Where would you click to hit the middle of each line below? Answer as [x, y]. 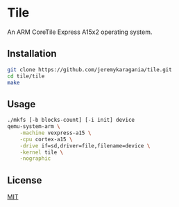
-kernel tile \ [42, 152]
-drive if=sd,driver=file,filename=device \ [85, 146]
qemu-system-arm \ [34, 127]
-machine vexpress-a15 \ [56, 133]
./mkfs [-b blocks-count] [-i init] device [71, 120]
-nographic [35, 159]
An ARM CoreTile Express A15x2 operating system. [80, 32]
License [25, 180]
